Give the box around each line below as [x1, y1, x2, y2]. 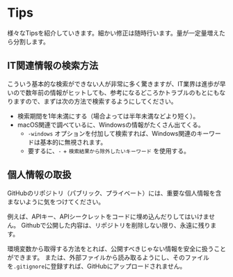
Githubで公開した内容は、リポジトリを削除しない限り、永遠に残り [20, 221, 211, 229]
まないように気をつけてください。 [7, 197, 105, 206]
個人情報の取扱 [7, 169, 72, 181]
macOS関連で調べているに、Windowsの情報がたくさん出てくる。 [17, 120, 204, 129]
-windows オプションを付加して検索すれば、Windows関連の [27, 129, 197, 137]
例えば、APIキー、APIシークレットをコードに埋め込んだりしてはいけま [7, 212, 209, 221]
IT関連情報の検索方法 [7, 60, 99, 72]
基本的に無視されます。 [40, 138, 107, 146]
